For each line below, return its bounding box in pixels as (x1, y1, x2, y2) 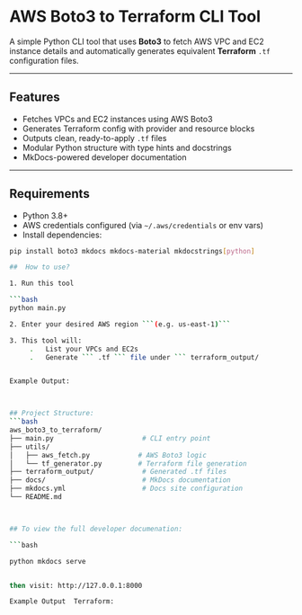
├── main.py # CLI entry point (9, 433, 211, 442)
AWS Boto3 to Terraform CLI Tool (9, 6, 262, 27)
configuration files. (9, 55, 79, 66)
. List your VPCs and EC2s (29, 344, 139, 353)
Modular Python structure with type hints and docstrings (22, 142, 232, 153)
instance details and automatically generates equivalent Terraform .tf (9, 45, 271, 56)
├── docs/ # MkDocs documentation (9, 476, 231, 485)
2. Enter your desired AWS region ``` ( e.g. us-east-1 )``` (9, 319, 231, 329)
